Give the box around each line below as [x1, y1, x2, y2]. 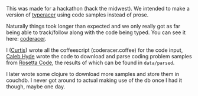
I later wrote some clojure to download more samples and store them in [6, 71, 180, 77]
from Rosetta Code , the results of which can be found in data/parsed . [6, 59, 175, 66]
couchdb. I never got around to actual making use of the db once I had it [6, 77, 182, 84]
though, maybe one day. [6, 83, 66, 90]
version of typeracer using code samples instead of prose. [6, 11, 149, 18]
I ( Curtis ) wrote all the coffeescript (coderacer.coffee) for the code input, [6, 47, 183, 54]
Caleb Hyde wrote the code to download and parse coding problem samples [6, 53, 192, 59]
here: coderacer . [6, 35, 47, 42]
